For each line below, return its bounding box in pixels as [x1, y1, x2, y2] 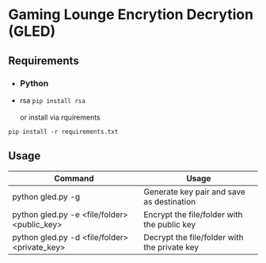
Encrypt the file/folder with [143, 208, 243, 219]
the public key [143, 219, 196, 230]
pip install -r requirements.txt [8, 128, 119, 135]
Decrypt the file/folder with [143, 231, 244, 242]
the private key [143, 242, 199, 253]
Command [54, 173, 94, 184]
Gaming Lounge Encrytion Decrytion [8, 6, 254, 24]
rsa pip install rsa [19, 95, 85, 105]
